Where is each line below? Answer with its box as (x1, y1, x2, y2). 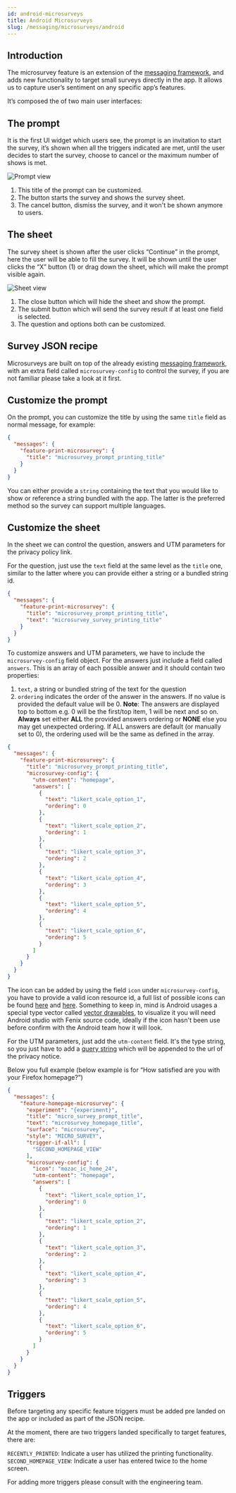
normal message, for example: (7, 420, 96, 429)
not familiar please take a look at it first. (7, 374, 122, 382)
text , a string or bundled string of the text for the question (17, 685, 187, 693)
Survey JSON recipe (7, 340, 99, 353)
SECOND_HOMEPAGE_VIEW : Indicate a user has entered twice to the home (7, 1457, 208, 1465)
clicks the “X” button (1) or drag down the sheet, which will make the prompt (7, 262, 229, 271)
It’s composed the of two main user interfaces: (7, 97, 142, 106)
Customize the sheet (7, 521, 101, 533)
